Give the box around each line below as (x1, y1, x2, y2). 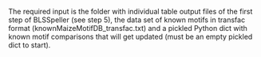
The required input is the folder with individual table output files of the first (8, 7, 253, 16)
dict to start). (8, 40, 51, 50)
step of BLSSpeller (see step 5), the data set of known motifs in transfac (8, 15, 246, 25)
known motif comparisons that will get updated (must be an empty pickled (8, 32, 253, 41)
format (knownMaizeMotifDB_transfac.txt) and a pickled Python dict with (8, 24, 247, 32)
